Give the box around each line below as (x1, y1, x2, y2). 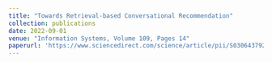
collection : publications (8, 19, 96, 27)
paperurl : (8, 42, 42, 50)
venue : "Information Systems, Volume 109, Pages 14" (8, 34, 190, 43)
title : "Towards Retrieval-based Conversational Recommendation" (8, 11, 233, 20)
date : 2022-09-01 (8, 27, 67, 35)
